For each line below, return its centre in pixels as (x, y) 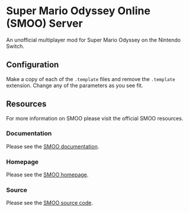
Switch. (15, 46)
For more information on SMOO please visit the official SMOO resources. (95, 118)
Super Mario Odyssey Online (79, 11)
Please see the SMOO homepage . (47, 175)
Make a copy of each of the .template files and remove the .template (91, 79)
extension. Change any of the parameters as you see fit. (75, 85)
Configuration (33, 65)
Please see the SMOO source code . (49, 203)
